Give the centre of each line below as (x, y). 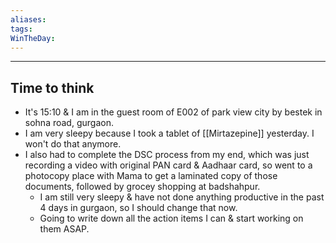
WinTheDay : (33, 38)
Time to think (52, 87)
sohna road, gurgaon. (69, 123)
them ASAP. (64, 229)
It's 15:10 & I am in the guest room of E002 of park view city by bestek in (173, 112)
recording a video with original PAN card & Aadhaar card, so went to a (168, 165)
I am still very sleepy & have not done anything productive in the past (182, 197)
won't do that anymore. (73, 144)
